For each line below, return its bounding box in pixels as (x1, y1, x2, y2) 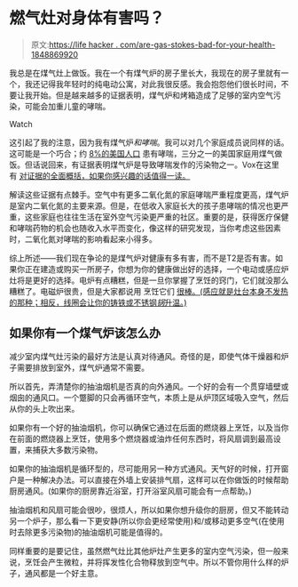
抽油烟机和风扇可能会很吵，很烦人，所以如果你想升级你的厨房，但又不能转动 (9, 504, 289, 515)
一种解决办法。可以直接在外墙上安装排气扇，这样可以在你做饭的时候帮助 (24, 474, 289, 485)
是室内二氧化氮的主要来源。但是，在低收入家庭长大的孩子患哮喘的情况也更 (9, 200, 281, 211)
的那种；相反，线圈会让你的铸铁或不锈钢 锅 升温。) (9, 297, 188, 308)
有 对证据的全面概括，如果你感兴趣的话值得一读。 (9, 170, 191, 181)
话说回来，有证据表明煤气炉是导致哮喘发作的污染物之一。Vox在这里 (32, 159, 279, 170)
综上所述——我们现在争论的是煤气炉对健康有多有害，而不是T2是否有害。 (9, 253, 276, 263)
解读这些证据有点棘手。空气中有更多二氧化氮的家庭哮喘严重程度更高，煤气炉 (9, 189, 289, 200)
